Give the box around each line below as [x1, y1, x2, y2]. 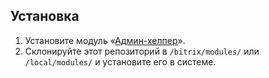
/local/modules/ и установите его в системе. [24, 55, 217, 68]
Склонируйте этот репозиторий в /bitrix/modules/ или [24, 45, 260, 57]
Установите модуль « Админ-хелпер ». [24, 34, 186, 46]
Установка [10, 8, 80, 25]
